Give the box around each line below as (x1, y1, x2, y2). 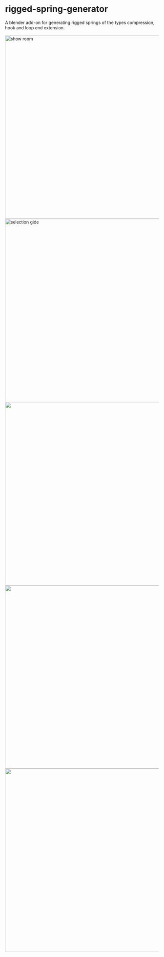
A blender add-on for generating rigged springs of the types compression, (5, 20, 155, 25)
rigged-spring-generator (5, 3, 108, 15)
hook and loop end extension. (5, 24, 65, 30)
